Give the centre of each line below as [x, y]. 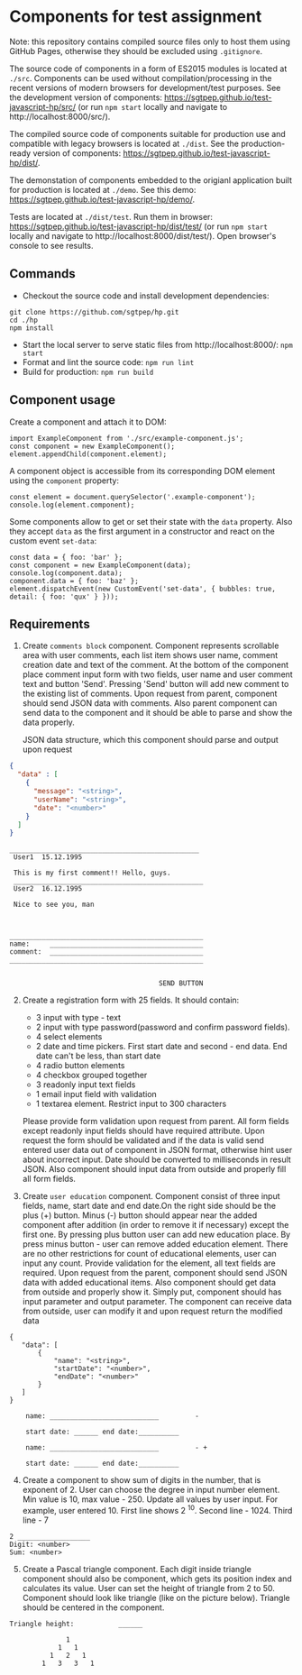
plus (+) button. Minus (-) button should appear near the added [140, 1215]
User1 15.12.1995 [48, 857]
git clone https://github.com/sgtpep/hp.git [94, 312]
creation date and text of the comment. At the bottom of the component [156, 665]
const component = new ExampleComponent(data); [101, 565]
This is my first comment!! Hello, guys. [92, 873]
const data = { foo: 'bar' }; [66, 557]
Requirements [50, 624]
